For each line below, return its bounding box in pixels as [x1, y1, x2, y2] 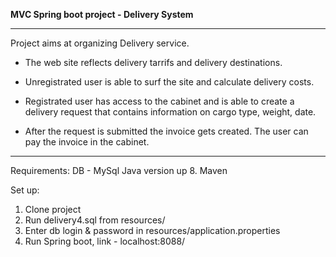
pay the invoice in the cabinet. [24, 136, 150, 148]
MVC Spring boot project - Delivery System [10, 9, 194, 20]
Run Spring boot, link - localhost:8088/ [24, 235, 186, 247]
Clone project [24, 204, 82, 215]
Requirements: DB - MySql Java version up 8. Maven [10, 165, 228, 176]
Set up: [10, 184, 40, 196]
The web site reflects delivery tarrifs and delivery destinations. [24, 57, 283, 68]
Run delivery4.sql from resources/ [24, 214, 166, 226]
